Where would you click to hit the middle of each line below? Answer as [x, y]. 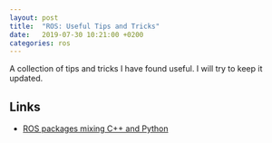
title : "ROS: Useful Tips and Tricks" [85, 26]
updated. [26, 79]
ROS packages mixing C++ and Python [95, 129]
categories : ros [40, 43]
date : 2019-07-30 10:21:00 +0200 [77, 34]
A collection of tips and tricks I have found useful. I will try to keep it [136, 69]
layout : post [34, 18]
